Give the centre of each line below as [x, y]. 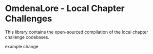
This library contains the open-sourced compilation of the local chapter [77, 32]
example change [22, 46]
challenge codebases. [27, 37]
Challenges [29, 19]
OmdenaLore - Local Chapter [65, 8]
